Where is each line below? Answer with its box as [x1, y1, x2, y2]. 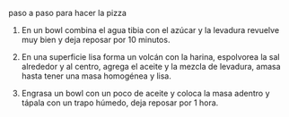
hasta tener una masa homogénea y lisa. [21, 71, 172, 81]
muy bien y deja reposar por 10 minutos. [21, 35, 171, 45]
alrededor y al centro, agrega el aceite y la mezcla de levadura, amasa [21, 62, 281, 71]
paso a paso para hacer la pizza [8, 8, 127, 18]
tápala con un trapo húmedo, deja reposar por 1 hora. [21, 97, 219, 108]
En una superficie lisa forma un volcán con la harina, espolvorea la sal [21, 52, 280, 62]
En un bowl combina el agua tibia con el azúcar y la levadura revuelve [21, 25, 280, 35]
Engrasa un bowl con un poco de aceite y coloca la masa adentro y [21, 88, 270, 98]
